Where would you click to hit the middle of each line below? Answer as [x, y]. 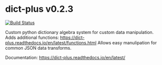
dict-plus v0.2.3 [39, 9]
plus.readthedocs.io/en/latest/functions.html [51, 42]
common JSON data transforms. [38, 48]
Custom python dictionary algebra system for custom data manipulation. [80, 32]
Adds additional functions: [32, 37]
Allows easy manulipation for [127, 42]
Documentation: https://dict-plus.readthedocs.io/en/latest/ [65, 57]
